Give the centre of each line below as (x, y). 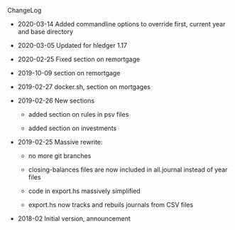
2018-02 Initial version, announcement (74, 219)
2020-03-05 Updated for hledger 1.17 (72, 45)
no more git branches (60, 156)
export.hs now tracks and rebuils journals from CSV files (111, 205)
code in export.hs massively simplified (84, 191)
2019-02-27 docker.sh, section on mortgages (84, 87)
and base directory (45, 32)
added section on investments (72, 128)
